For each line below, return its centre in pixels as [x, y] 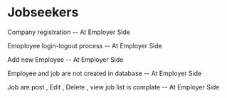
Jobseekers [43, 12]
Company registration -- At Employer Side [69, 32]
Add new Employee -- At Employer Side [65, 59]
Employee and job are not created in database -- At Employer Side [105, 73]
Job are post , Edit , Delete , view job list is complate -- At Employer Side [114, 87]
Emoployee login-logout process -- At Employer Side [85, 45]
